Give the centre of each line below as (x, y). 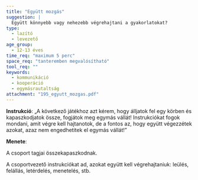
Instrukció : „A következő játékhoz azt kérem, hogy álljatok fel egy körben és (99, 111)
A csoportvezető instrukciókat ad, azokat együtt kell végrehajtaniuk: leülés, (98, 164)
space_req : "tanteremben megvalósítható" (58, 61)
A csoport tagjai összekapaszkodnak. (52, 153)
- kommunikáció (30, 78)
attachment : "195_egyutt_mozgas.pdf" (53, 94)
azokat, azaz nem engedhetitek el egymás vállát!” (66, 130)
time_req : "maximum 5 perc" (41, 56)
